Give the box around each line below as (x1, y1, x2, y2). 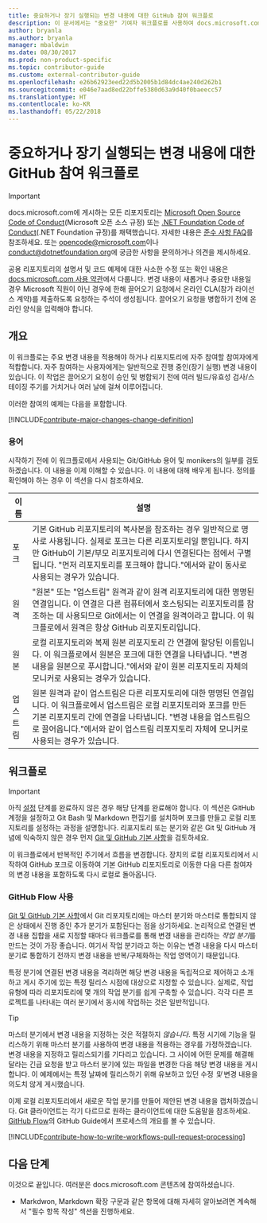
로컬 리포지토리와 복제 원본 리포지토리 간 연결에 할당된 (32, 637, 223, 648)
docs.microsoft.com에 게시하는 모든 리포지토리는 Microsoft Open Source (8, 208, 241, 217)
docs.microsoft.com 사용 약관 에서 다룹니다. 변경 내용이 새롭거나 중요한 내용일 (8, 274, 252, 283)
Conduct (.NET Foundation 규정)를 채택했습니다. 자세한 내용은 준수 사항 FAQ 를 (8, 227, 253, 237)
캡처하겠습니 (219, 1097, 259, 1106)
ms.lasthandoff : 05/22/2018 (8, 108, 102, 116)
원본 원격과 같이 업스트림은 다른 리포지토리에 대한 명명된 (32, 688, 230, 699)
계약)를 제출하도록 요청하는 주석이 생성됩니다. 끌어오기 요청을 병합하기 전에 (16, 293, 249, 303)
